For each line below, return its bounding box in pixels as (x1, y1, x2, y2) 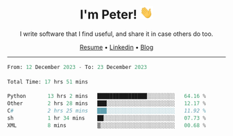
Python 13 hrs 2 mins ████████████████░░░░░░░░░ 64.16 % (7, 93, 207, 100)
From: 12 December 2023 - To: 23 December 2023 (7, 64, 148, 70)
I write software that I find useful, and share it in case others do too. (19, 30, 214, 38)
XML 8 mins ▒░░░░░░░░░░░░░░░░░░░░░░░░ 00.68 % (7, 122, 207, 129)
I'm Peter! (79, 7, 137, 23)
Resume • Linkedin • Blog (79, 43, 154, 51)
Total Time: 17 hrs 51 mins (7, 78, 89, 85)
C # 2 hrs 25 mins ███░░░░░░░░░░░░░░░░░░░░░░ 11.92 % (7, 108, 207, 115)
